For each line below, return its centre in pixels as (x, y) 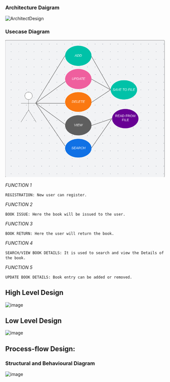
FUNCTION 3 (19, 224)
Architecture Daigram (32, 8)
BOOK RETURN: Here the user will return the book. (60, 234)
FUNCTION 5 (19, 267)
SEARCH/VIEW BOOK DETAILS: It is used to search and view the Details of (85, 253)
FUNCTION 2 (19, 204)
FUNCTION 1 (18, 185)
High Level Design (34, 293)
